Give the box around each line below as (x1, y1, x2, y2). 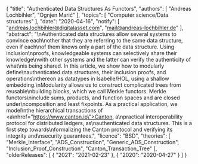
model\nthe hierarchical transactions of (6, 107, 103, 114)
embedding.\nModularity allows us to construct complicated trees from (6, 81, 181, 89)
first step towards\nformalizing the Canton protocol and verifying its (6, 126, 173, 133)
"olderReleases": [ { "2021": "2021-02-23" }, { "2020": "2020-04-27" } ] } (6, 151, 187, 158)
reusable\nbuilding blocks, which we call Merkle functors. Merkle (6, 88, 166, 95)
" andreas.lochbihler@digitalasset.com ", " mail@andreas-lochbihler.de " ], (6, 24, 184, 31)
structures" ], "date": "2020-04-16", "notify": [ (6, 18, 120, 25)
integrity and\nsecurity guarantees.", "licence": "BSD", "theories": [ (6, 132, 171, 139)
